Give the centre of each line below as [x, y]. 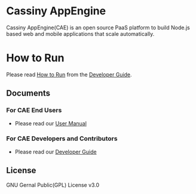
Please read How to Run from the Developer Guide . [69, 74]
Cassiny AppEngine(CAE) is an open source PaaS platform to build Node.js [98, 27]
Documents [28, 93]
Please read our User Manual [50, 123]
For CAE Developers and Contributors [62, 138]
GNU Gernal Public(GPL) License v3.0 [53, 185]
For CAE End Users [34, 110]
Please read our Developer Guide [56, 152]
